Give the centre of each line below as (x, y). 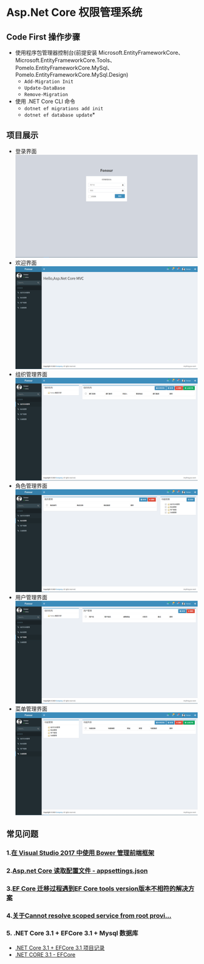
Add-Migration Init (49, 82)
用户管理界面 (31, 597)
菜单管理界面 (31, 709)
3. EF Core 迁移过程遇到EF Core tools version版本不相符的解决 (97, 888)
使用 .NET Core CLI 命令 (45, 101)
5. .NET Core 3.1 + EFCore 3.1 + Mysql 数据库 (72, 934)
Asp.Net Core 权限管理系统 (74, 12)
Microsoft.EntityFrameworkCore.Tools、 (65, 60)
